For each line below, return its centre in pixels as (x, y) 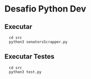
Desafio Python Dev (45, 9)
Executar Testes (30, 57)
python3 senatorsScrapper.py (38, 42)
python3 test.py (25, 72)
